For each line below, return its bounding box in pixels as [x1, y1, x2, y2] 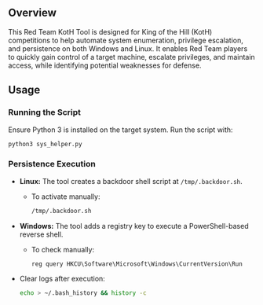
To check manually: [31, 244, 95, 254]
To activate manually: [31, 192, 100, 201]
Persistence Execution [8, 159, 96, 170]
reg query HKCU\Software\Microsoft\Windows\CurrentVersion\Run [31, 259, 243, 268]
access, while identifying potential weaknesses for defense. [8, 61, 202, 70]
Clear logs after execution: [19, 274, 106, 284]
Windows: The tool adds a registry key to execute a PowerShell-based [19, 221, 249, 230]
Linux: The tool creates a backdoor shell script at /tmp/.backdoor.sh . [19, 176, 243, 186]
